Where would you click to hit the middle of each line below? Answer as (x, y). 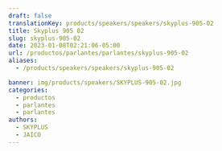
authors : (23, 120)
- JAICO (29, 135)
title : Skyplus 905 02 (46, 31)
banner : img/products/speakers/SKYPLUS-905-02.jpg (95, 82)
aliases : (23, 61)
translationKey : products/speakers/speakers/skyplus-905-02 (111, 23)
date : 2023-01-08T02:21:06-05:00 (64, 46)
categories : (28, 90)
